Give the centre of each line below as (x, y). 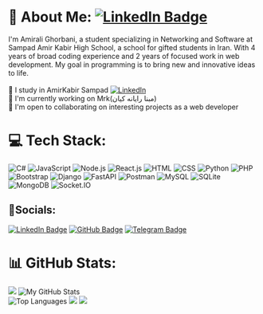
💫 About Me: (50, 17)
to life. (19, 73)
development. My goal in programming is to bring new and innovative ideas (132, 65)
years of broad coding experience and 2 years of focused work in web (124, 56)
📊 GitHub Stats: (63, 263)
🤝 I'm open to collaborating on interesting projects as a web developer (124, 107)
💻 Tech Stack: (57, 141)
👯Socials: (32, 210)
